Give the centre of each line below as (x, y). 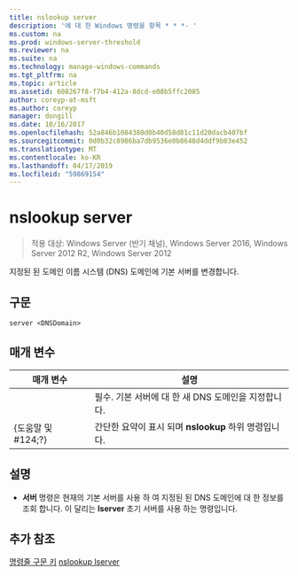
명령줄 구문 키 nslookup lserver (64, 562)
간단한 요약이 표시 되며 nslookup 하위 (170, 426)
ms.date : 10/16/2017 (47, 125)
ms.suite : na (33, 58)
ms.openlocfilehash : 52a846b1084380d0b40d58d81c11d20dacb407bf (129, 133)
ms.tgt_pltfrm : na (43, 75)
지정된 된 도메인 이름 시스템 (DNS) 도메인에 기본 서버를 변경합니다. (124, 272)
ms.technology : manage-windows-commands (85, 67)
